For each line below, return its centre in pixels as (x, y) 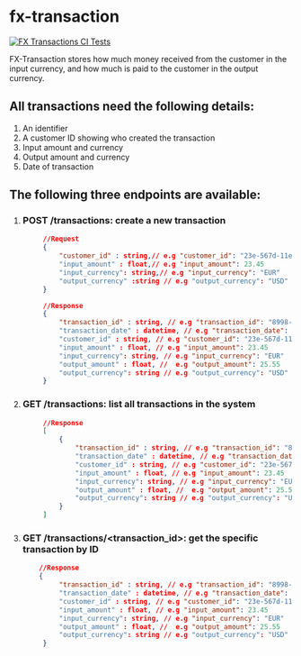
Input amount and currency (73, 147)
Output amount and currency (76, 157)
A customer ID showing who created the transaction (119, 138)
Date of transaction (58, 166)
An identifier (45, 128)
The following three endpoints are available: (135, 195)
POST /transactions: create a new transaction (124, 221)
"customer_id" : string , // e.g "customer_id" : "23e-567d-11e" (177, 256)
